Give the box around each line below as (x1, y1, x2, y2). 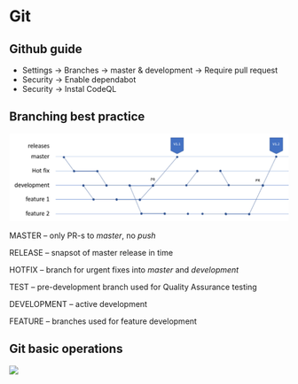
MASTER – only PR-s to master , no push (9, 230, 157, 241)
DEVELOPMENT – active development (9, 298, 148, 309)
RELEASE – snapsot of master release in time (9, 247, 174, 257)
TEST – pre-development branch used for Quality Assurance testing (9, 281, 257, 292)
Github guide (9, 42, 82, 57)
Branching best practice (9, 109, 145, 125)
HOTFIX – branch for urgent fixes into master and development (9, 264, 239, 275)
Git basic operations (9, 342, 123, 357)
